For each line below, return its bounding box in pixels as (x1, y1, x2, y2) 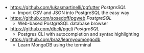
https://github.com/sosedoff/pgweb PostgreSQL (10, 15, 112, 21)
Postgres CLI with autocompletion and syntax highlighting (17, 31, 139, 37)
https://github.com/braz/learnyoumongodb (10, 36, 101, 42)
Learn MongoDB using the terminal (17, 42, 91, 47)
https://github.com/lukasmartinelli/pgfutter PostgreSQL (10, 5, 126, 10)
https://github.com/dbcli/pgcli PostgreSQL (10, 26, 100, 32)
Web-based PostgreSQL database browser (17, 20, 108, 26)
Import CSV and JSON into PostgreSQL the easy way (17, 10, 130, 16)
